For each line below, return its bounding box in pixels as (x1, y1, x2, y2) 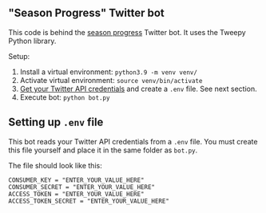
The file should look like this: (8, 160, 102, 170)
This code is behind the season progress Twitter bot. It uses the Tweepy (8, 27, 246, 37)
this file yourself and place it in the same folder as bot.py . (8, 145, 198, 155)
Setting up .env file (8, 116, 104, 129)
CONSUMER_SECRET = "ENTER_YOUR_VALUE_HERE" (8, 183, 156, 191)
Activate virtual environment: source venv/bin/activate (19, 75, 203, 85)
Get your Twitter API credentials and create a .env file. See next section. (19, 84, 257, 93)
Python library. (8, 36, 57, 45)
